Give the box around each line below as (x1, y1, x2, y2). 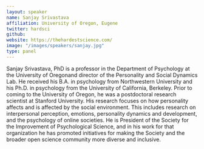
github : (6, 31, 26, 38)
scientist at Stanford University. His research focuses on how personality (6, 97, 189, 104)
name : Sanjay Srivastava (6, 15, 69, 21)
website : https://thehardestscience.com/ (6, 37, 113, 43)
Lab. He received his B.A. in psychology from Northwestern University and (6, 78, 193, 85)
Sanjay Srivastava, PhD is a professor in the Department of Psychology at (6, 65, 190, 72)
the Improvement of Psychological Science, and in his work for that (6, 122, 174, 130)
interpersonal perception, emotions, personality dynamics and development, (6, 110, 197, 117)
